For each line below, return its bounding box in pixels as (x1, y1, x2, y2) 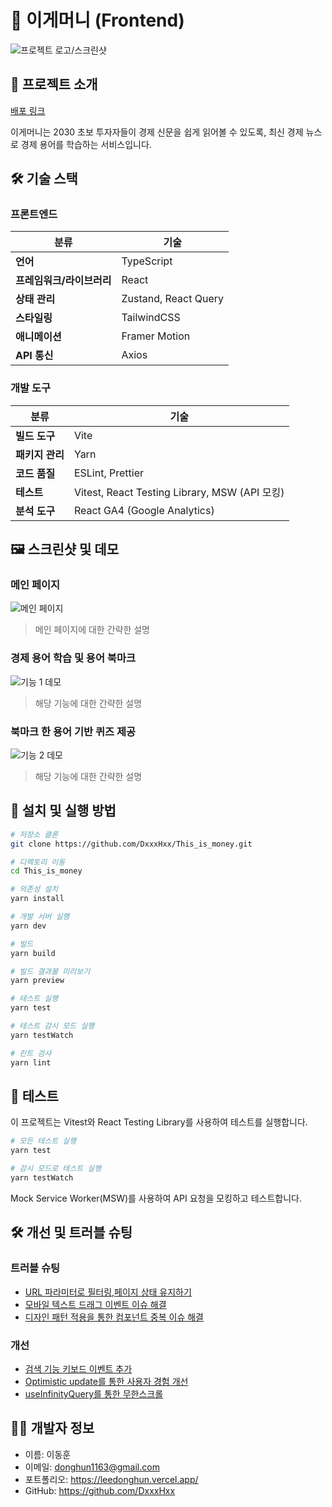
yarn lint (10, 1057, 52, 1068)
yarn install (10, 894, 65, 904)
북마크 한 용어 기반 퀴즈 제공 (10, 724, 136, 738)
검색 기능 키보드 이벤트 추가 (24, 1362, 133, 1375)
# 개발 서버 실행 (10, 912, 70, 922)
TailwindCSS (121, 311, 181, 325)
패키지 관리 (15, 447, 65, 461)
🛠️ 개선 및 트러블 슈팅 (10, 1224, 133, 1241)
